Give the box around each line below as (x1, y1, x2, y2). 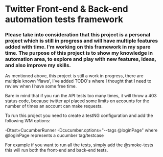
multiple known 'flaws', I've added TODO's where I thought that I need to (5, 78, 152, 84)
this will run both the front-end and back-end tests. (5, 147, 108, 153)
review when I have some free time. (5, 83, 77, 89)
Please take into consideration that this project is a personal (5, 31, 151, 38)
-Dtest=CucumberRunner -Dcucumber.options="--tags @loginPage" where (5, 127, 158, 133)
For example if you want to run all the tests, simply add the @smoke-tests (5, 142, 153, 148)
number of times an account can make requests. (5, 103, 103, 109)
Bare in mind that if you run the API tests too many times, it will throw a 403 (5, 93, 157, 99)
